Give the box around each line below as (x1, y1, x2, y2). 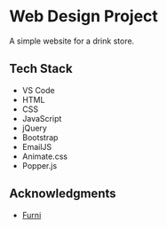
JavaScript (21, 113, 62, 123)
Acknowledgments (9, 186, 117, 201)
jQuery (21, 122, 47, 133)
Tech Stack (9, 61, 73, 76)
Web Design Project (9, 6, 158, 27)
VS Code (21, 84, 55, 95)
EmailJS (21, 141, 52, 152)
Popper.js (21, 160, 58, 170)
